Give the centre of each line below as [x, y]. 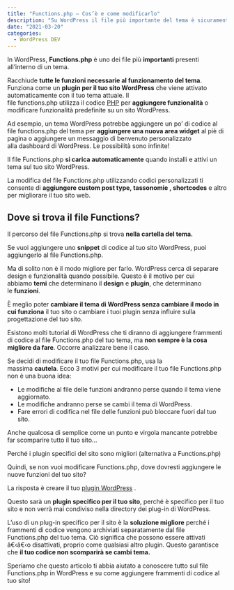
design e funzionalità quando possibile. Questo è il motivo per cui [101, 276]
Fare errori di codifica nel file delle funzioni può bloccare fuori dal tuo [117, 411]
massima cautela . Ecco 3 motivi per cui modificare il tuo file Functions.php [114, 368]
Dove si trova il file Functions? [74, 217]
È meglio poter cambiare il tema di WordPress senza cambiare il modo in [113, 304]
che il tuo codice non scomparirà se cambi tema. [79, 552]
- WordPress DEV [37, 40]
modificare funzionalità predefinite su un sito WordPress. [89, 110]
